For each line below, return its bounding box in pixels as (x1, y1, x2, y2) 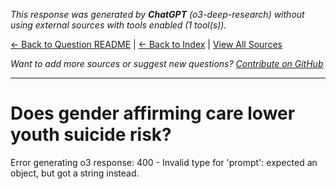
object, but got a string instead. (10, 167, 140, 179)
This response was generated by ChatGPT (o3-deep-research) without (10, 9, 305, 20)
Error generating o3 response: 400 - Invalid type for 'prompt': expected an (10, 156, 318, 168)
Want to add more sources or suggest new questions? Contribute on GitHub (10, 58, 324, 69)
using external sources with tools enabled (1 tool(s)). (10, 19, 227, 31)
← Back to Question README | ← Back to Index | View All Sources (10, 39, 283, 50)
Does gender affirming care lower (10, 102, 296, 125)
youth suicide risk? (10, 124, 172, 146)
